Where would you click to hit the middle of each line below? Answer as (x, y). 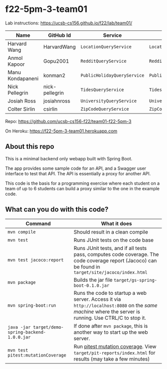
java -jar (19, 327)
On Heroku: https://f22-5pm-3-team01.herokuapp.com (61, 131)
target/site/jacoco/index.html (111, 272)
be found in (87, 266)
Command (38, 224)
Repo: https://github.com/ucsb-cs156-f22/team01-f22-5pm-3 (68, 121)
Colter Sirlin (21, 109)
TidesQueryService (102, 90)
